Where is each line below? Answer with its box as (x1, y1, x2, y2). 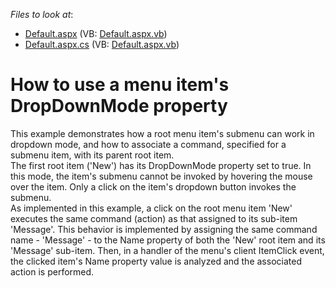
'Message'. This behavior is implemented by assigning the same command (10, 223, 318, 235)
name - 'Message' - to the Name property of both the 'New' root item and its (10, 234, 326, 246)
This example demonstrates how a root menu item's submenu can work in (10, 127, 315, 139)
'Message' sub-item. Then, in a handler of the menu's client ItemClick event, (10, 244, 325, 256)
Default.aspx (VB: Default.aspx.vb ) (24, 28, 168, 39)
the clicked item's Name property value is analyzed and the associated (10, 255, 302, 267)
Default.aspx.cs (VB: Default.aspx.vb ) (24, 39, 180, 50)
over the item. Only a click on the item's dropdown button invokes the (10, 180, 297, 193)
